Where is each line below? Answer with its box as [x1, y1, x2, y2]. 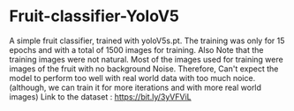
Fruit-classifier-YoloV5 [9, 6, 179, 26]
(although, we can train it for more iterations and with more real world [9, 82, 262, 92]
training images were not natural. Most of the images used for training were [9, 54, 284, 64]
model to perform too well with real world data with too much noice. [9, 72, 256, 83]
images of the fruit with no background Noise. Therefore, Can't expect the [9, 63, 279, 74]
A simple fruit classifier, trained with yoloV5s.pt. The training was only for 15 [9, 35, 285, 46]
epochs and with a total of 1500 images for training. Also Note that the [9, 44, 264, 55]
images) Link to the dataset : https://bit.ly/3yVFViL [9, 91, 192, 102]
